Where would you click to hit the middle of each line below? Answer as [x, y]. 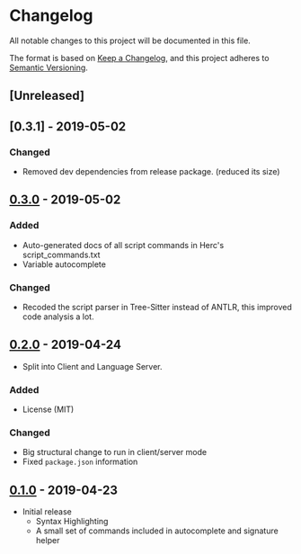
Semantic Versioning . [49, 67]
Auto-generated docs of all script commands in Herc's [123, 245]
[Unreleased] [47, 96]
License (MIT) [48, 409]
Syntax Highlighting [72, 522]
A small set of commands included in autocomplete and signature [157, 531]
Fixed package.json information [80, 462]
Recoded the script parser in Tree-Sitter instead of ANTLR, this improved [157, 307]
